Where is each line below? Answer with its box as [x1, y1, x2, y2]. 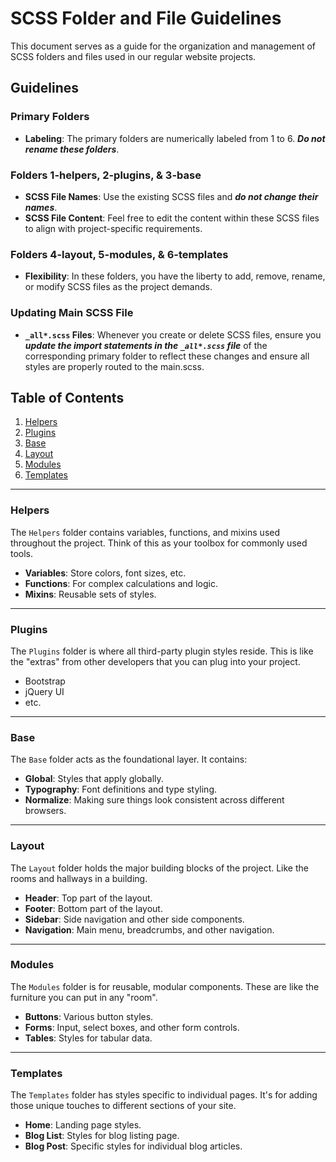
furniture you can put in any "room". [10, 991, 158, 1003]
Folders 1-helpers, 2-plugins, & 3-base [10, 168, 202, 182]
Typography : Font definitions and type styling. [24, 783, 218, 796]
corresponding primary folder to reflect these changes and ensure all [24, 350, 310, 362]
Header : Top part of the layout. [24, 892, 153, 904]
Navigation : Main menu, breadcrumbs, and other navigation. [24, 923, 275, 936]
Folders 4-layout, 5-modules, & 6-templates [10, 247, 229, 261]
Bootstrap [24, 675, 66, 687]
